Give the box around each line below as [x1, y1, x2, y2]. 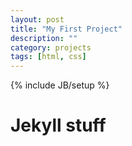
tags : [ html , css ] [10, 52, 87, 62]
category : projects [10, 42, 92, 53]
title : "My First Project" [10, 24, 123, 34]
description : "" [10, 33, 78, 43]
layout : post [10, 14, 65, 25]
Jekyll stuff [10, 114, 107, 137]
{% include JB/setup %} [10, 79, 110, 91]
